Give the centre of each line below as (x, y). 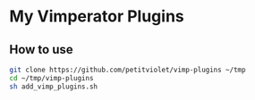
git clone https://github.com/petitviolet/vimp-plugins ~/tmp (127, 70)
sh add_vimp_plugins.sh (54, 87)
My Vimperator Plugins (97, 17)
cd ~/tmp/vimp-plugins (51, 78)
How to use (41, 50)
